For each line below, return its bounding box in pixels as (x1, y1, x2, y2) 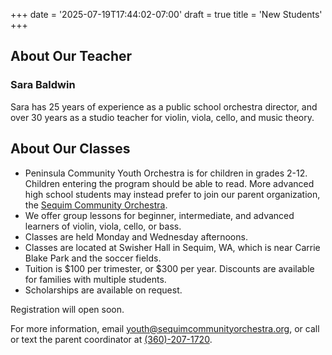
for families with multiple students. (24, 273, 167, 285)
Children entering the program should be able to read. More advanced (24, 177, 315, 189)
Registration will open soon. (10, 303, 125, 315)
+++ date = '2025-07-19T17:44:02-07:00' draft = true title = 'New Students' (10, 9, 323, 20)
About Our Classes (10, 140, 131, 158)
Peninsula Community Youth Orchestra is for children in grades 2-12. (24, 167, 308, 179)
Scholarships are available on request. (24, 284, 183, 296)
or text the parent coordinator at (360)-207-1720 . (10, 333, 213, 345)
